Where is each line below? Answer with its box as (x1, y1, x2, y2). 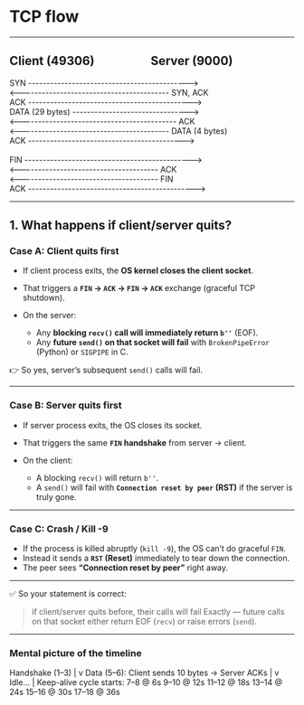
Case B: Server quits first (9, 399, 122, 412)
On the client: (22, 455, 73, 465)
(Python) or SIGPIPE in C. (35, 346, 128, 358)
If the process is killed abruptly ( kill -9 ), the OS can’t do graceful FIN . (22, 543, 287, 554)
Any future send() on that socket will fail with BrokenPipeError (35, 337, 270, 348)
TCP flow (9, 6, 80, 27)
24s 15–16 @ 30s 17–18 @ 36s (9, 687, 120, 698)
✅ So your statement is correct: (9, 588, 127, 599)
